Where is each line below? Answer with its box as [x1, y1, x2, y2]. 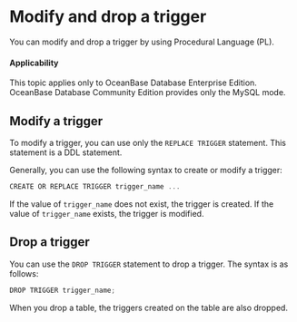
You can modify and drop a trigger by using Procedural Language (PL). [9, 36, 275, 47]
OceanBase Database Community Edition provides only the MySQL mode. [9, 87, 286, 98]
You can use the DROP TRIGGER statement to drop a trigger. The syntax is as [9, 259, 289, 269]
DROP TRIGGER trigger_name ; [9, 286, 116, 295]
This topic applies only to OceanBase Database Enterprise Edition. [9, 77, 257, 88]
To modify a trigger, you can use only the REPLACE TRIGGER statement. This [9, 137, 287, 148]
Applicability [9, 57, 59, 68]
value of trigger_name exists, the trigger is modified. [9, 208, 204, 219]
